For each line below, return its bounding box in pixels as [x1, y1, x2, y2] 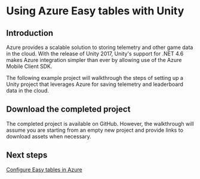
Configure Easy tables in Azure [6, 166, 82, 173]
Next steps [6, 150, 48, 161]
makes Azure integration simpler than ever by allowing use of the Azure [6, 57, 182, 63]
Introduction [6, 28, 54, 38]
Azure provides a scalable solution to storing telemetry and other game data [6, 44, 193, 51]
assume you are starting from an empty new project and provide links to [6, 126, 184, 134]
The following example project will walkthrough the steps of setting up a [6, 75, 184, 81]
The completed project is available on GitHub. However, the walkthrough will [6, 120, 194, 127]
